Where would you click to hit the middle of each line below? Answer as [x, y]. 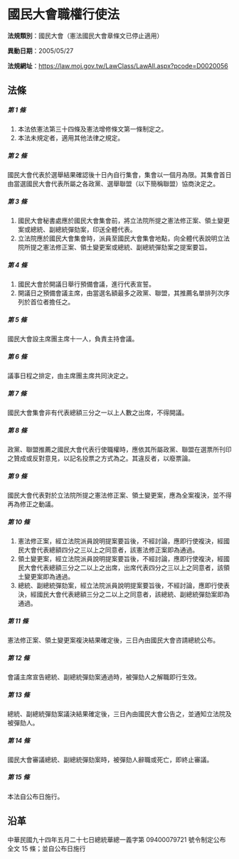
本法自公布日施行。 [36, 796]
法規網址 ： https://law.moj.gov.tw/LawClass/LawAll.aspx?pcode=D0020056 [118, 65]
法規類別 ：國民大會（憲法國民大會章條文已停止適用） [85, 36]
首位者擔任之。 [52, 302]
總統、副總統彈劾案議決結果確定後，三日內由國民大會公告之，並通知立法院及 [119, 714]
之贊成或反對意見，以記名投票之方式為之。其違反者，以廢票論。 [101, 459]
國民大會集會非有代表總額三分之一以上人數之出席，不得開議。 [98, 412]
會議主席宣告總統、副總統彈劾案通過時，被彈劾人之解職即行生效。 [104, 677]
